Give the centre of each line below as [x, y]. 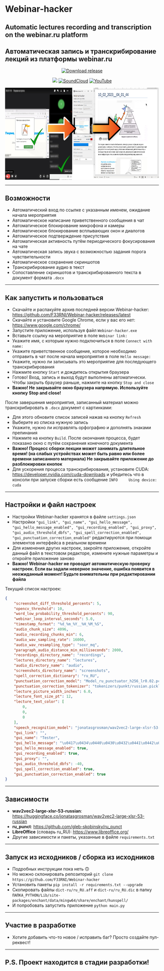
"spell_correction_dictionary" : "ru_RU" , [56, 676]
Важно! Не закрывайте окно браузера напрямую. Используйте [80, 388]
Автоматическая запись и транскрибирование [81, 51]
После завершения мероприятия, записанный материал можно [72, 403]
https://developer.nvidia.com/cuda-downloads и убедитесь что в [78, 475]
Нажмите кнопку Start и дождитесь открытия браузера [71, 372]
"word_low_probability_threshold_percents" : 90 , [64, 614]
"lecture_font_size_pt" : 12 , [43, 697]
